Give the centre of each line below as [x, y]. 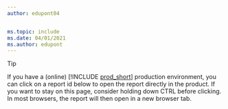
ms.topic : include [33, 31]
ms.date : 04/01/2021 [37, 38]
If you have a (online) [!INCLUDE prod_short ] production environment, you [112, 77]
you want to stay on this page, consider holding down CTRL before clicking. [114, 91]
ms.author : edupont [35, 44]
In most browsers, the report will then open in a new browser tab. [100, 99]
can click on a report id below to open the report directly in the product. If [111, 84]
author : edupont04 [33, 13]
